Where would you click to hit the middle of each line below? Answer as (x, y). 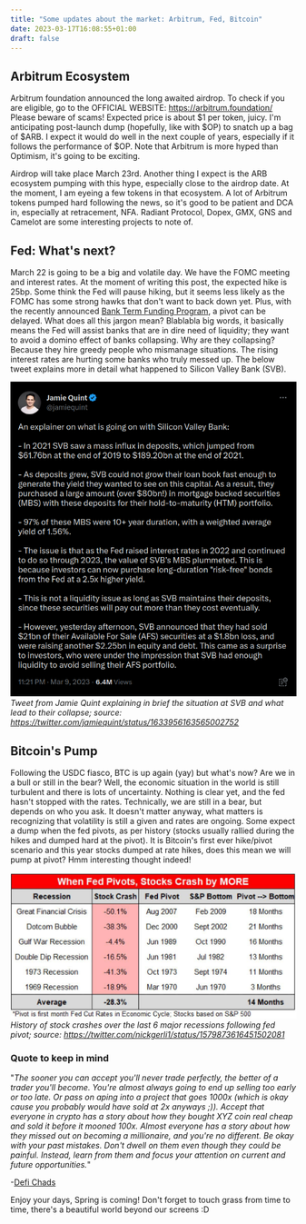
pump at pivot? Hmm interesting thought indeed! (101, 860)
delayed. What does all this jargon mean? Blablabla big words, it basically (147, 321)
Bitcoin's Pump (54, 751)
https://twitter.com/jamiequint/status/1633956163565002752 (125, 722)
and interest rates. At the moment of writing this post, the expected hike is (149, 282)
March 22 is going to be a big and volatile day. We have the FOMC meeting (150, 272)
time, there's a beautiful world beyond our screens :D (110, 1209)
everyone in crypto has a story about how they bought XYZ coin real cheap (152, 1117)
